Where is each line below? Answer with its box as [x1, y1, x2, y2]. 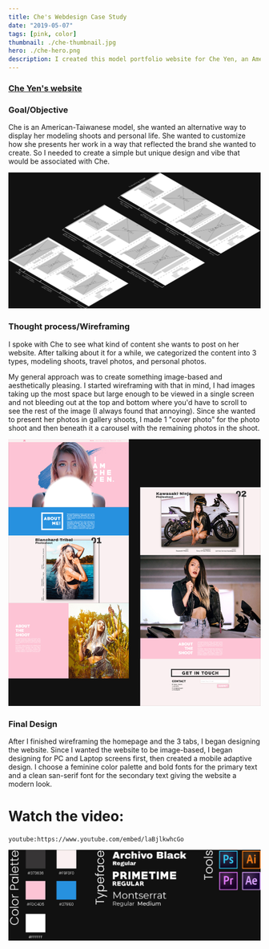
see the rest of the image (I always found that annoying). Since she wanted [8, 406, 256, 416]
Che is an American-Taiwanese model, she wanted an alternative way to [8, 123, 247, 132]
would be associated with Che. [8, 156, 110, 166]
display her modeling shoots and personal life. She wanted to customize [8, 131, 246, 140]
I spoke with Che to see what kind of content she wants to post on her [8, 339, 239, 349]
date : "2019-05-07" [8, 21, 74, 30]
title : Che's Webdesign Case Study [8, 13, 127, 21]
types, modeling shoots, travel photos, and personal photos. [8, 356, 207, 366]
